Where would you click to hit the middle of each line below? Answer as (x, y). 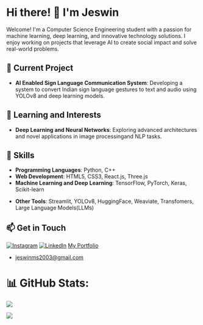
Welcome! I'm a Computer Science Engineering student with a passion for (99, 29)
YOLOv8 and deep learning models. (60, 96)
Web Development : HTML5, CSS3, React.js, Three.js (81, 177)
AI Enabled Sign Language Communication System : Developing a (99, 82)
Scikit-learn (30, 189)
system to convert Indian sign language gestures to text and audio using (106, 89)
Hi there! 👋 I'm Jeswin (63, 13)
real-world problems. (33, 49)
